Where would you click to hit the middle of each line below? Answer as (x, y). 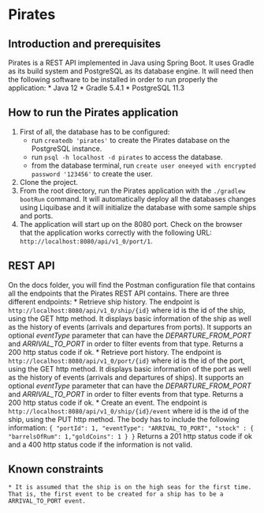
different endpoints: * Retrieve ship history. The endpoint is (104, 301)
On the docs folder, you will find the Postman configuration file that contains (132, 285)
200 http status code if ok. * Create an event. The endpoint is (108, 402)
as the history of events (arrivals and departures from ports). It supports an (130, 326)
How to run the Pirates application (93, 113)
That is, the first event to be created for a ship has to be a (116, 494)
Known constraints (56, 469)
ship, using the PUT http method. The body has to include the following (124, 419)
